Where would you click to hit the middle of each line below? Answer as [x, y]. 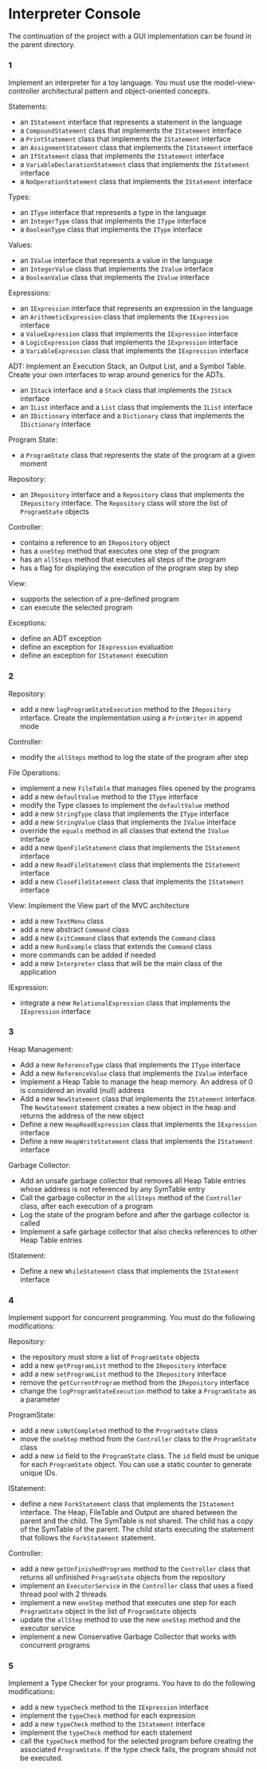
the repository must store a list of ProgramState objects [110, 1357]
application [38, 972]
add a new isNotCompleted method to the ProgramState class [119, 1430]
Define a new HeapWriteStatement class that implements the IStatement [136, 1141]
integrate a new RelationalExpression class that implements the [125, 1003]
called [30, 1222]
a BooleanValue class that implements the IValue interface [114, 277]
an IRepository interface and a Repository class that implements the [132, 495]
